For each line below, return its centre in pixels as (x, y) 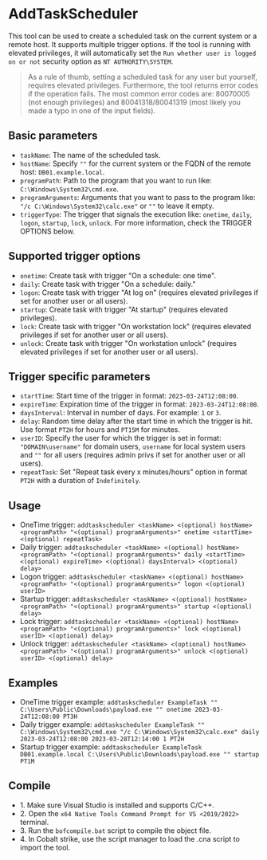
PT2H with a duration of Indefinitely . (80, 481)
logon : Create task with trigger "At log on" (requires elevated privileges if (139, 293)
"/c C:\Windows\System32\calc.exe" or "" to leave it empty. (117, 206)
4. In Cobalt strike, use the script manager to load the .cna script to (130, 838)
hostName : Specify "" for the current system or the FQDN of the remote (135, 163)
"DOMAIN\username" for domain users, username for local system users (132, 446)
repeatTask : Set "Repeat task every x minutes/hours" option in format (133, 472)
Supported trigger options (75, 256)
